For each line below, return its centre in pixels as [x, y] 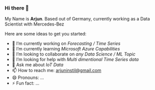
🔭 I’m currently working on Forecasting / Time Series [66, 43]
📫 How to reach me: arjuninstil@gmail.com [56, 70]
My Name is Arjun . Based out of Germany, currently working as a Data [77, 19]
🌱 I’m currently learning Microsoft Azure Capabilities [66, 49]
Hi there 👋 [17, 8]
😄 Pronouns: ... [28, 77]
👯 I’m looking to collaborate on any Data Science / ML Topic [74, 54]
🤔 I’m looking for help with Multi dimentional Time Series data [75, 59]
